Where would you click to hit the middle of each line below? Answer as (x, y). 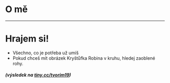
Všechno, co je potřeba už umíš (46, 53)
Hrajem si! (27, 39)
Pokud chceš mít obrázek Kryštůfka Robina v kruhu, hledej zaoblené (84, 58)
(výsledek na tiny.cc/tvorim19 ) (38, 75)
